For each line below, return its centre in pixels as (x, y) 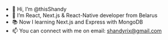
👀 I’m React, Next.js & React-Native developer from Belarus (85, 15)
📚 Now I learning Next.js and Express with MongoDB (77, 22)
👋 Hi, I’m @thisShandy (39, 9)
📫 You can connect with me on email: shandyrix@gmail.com (87, 31)
